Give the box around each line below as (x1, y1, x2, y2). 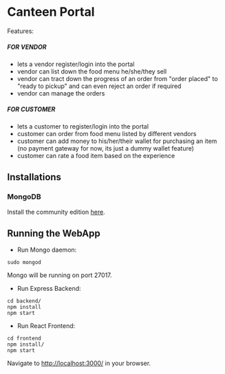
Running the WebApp (7, 228, 101, 239)
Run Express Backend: (17, 285, 81, 293)
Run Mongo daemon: (17, 245, 77, 254)
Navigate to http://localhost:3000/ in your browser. (7, 359, 151, 368)
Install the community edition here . (7, 208, 105, 216)
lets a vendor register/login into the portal (17, 60, 135, 68)
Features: (7, 27, 34, 35)
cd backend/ (7, 298, 41, 305)
